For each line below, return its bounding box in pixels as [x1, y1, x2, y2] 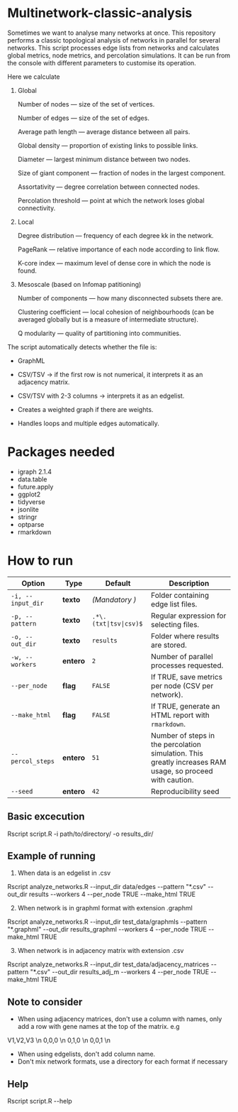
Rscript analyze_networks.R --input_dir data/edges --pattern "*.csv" [7, 883, 207, 891]
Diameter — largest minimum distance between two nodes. [17, 155, 191, 163]
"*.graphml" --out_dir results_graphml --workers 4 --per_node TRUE [7, 925, 207, 934]
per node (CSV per [151, 680, 214, 690]
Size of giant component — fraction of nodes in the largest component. [17, 168, 226, 177]
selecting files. [151, 619, 200, 629]
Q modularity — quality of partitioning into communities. [17, 329, 181, 337]
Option [21, 578, 45, 588]
